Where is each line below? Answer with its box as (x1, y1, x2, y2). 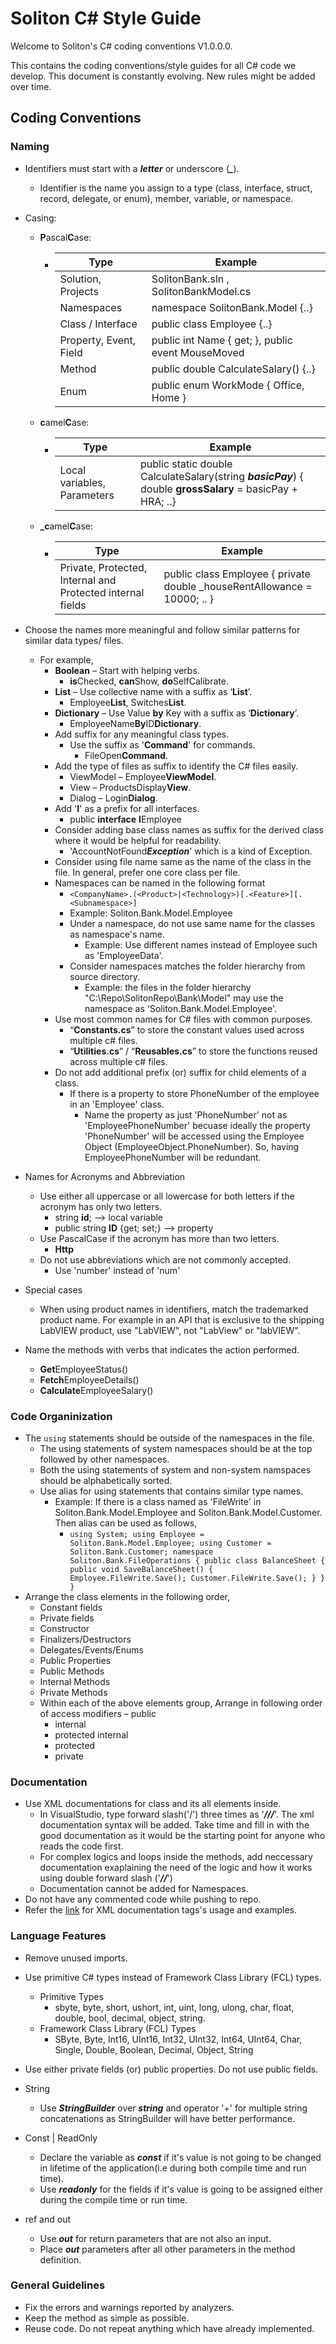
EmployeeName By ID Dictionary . (69, 717, 202, 729)
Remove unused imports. (24, 1952, 128, 1964)
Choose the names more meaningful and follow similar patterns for (24, 623, 301, 636)
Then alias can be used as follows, (54, 1517, 198, 1529)
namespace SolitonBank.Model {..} (151, 300, 313, 314)
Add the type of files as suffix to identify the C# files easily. (54, 760, 299, 772)
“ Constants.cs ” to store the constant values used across (69, 1023, 305, 1036)
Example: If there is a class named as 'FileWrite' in (54, 1495, 262, 1507)
